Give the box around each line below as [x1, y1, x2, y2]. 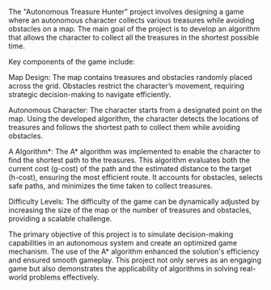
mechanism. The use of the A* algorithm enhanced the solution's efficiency [8, 246, 260, 256]
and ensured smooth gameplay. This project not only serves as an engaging [8, 255, 261, 265]
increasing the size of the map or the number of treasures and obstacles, [8, 205, 252, 215]
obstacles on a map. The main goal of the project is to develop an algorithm [8, 24, 260, 33]
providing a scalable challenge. [8, 214, 112, 223]
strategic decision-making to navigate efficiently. [8, 90, 171, 99]
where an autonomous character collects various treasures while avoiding [8, 15, 255, 25]
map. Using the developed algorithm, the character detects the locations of [8, 114, 259, 124]
